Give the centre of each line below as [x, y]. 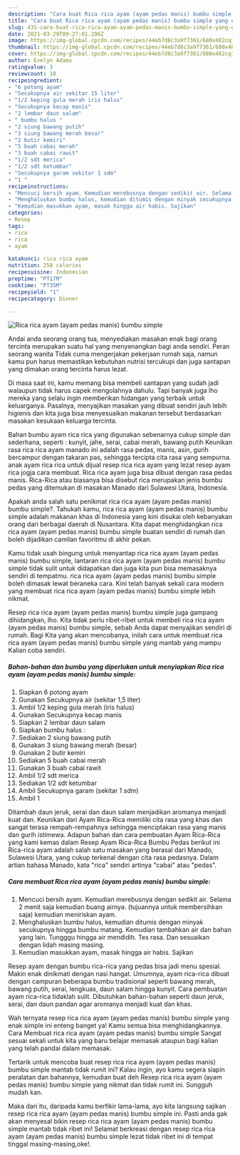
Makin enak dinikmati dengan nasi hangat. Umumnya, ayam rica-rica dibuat [119, 974]
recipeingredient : [35, 80]
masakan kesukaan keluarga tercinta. [63, 421]
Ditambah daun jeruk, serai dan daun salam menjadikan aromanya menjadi [117, 812]
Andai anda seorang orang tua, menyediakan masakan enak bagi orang [113, 339]
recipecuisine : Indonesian [48, 272]
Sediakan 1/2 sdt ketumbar [57, 783]
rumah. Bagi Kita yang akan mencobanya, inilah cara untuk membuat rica [115, 635]
